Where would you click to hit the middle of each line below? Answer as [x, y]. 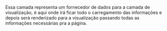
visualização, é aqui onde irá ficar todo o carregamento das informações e [84, 12]
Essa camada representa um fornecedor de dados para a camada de [78, 7]
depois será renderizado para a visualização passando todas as [72, 18]
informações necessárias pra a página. [46, 23]
